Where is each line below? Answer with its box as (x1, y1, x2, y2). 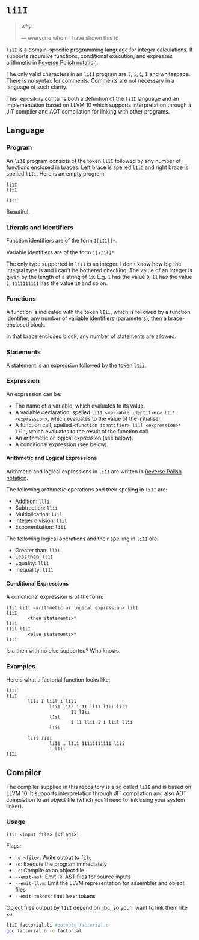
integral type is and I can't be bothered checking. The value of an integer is (6, 266, 192, 273)
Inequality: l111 (14, 566, 54, 574)
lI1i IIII (28, 735, 52, 741)
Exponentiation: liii (14, 523, 66, 531)
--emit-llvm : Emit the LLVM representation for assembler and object (14, 879, 185, 886)
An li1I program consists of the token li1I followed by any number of (6, 157, 182, 164)
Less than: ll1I (14, 553, 54, 560)
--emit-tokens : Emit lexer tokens (14, 892, 96, 900)
